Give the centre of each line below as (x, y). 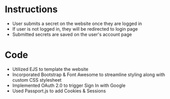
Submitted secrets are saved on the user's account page (72, 34)
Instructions (31, 9)
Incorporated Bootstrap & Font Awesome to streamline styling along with (89, 75)
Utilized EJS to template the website (50, 69)
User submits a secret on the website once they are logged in (77, 23)
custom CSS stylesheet (37, 80)
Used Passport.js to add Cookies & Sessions (59, 91)
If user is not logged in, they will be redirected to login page (75, 29)
